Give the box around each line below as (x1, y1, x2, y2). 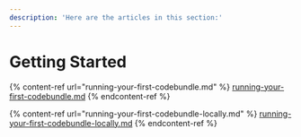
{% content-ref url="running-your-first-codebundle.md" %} (9, 81, 231, 92)
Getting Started (9, 51, 128, 72)
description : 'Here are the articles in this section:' (9, 13, 223, 22)
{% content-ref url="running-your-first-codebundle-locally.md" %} (9, 108, 258, 119)
